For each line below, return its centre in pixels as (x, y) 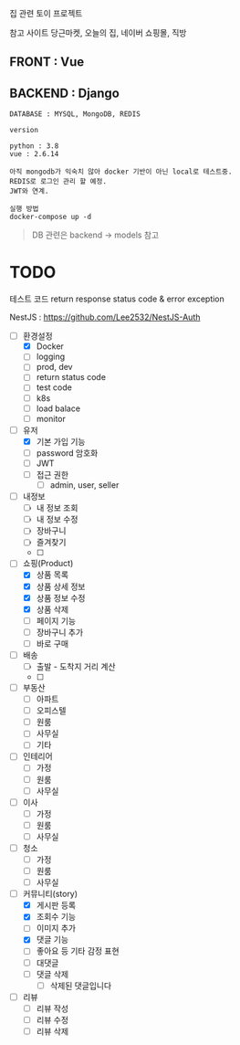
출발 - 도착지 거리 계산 (76, 666)
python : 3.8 (34, 146)
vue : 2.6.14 (34, 154)
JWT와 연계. (29, 191)
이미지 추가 (56, 928)
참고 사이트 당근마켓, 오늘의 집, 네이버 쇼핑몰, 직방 (98, 33)
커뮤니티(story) (50, 894)
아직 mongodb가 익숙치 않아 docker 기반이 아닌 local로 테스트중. (121, 172)
